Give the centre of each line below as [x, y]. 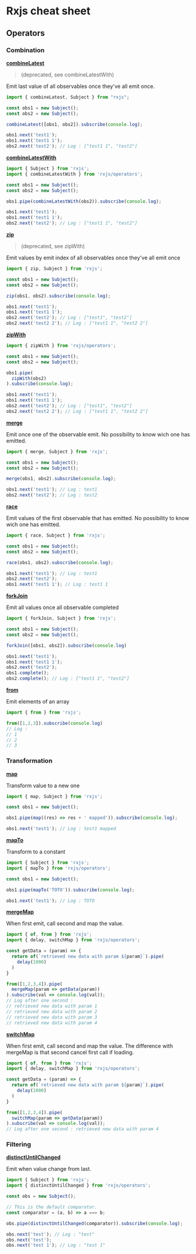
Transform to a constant [36, 852]
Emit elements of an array [38, 701]
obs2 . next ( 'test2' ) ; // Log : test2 [52, 495]
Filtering [19, 1145]
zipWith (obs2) [29, 378]
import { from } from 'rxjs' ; [44, 712]
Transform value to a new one [43, 785]
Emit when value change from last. [49, 1169]
